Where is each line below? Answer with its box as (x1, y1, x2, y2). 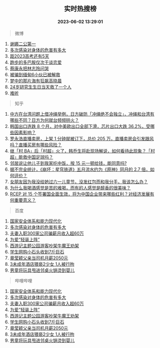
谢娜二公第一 (9, 41, 36, 47)
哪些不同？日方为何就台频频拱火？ (9, 117, 79, 123)
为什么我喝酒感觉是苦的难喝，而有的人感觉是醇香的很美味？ (9, 185, 131, 190)
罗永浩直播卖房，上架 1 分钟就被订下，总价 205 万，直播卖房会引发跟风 (9, 135, 154, 141)
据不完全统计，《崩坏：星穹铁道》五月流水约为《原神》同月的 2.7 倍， (9, 166, 150, 172)
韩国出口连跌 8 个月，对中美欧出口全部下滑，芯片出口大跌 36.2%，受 (9, 123, 151, 129)
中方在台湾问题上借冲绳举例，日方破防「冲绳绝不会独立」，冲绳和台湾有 (9, 111, 155, 117)
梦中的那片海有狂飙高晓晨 (9, 78, 62, 84)
